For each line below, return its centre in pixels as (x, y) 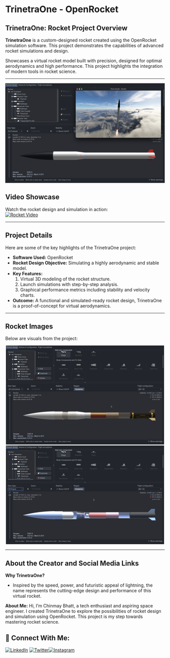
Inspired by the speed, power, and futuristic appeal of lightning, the (83, 585)
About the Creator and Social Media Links (72, 563)
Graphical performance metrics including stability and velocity (85, 290)
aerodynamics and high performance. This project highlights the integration (84, 66)
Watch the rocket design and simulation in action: (57, 209)
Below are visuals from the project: (41, 339)
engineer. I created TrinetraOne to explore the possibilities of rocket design (83, 611)
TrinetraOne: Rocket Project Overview (67, 28)
